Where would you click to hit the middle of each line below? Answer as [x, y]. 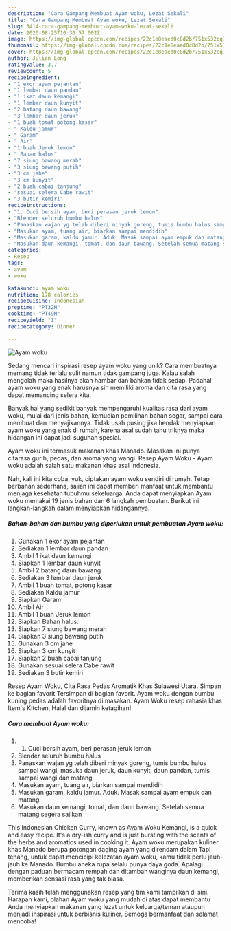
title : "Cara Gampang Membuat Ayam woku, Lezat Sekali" [89, 20]
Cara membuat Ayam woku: [49, 724]
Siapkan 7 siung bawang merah [62, 629]
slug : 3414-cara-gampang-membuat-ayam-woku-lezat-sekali [91, 26]
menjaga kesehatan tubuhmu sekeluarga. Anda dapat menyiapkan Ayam [110, 493]
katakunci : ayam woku [39, 288]
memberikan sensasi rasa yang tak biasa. [66, 879]
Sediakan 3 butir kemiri [50, 672]
